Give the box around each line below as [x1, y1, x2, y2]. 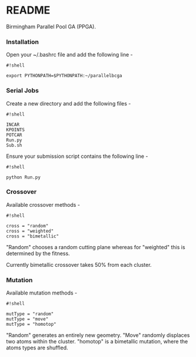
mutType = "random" [6, 311, 54, 317]
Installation [6, 38, 39, 46]
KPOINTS [6, 127, 25, 133]
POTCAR [6, 132, 22, 138]
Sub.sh [6, 142, 22, 148]
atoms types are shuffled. [6, 344, 68, 351]
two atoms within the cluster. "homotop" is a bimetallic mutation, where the [6, 338, 188, 345]
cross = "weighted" [6, 228, 54, 234]
